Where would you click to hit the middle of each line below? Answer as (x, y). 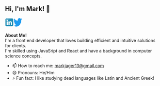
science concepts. (24, 56)
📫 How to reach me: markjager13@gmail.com (58, 66)
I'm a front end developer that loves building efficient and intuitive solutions (80, 40)
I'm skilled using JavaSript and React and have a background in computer (79, 51)
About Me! (16, 35)
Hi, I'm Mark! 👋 (28, 9)
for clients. (16, 45)
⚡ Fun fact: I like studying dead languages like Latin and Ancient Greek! (83, 78)
